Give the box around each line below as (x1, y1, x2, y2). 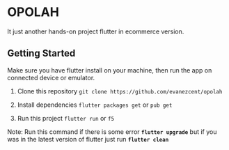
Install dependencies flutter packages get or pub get (17, 100, 173, 109)
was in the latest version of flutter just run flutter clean (7, 135, 169, 143)
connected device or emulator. (7, 73, 95, 82)
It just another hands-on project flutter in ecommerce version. (7, 27, 184, 36)
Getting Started (7, 47, 76, 59)
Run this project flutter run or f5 (17, 114, 115, 122)
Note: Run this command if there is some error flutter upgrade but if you (7, 127, 217, 136)
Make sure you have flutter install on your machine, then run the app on (7, 66, 212, 74)
